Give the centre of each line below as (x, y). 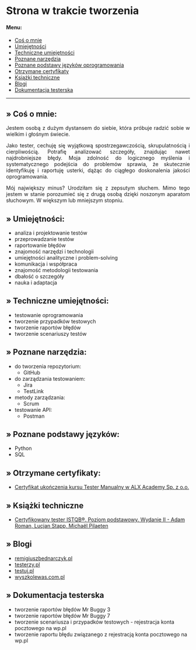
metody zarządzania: (40, 397)
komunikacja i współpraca (46, 264)
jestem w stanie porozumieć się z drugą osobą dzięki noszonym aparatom (98, 194)
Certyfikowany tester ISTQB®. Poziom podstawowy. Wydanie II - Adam (100, 520)
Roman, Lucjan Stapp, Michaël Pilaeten (61, 526)
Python (23, 448)
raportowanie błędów (40, 245)
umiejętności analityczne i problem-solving (66, 258)
